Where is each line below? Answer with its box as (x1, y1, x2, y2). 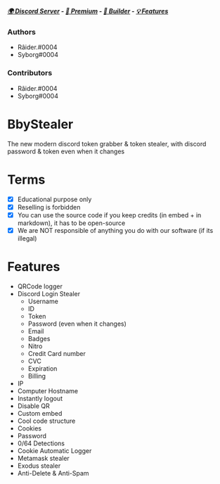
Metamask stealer (17, 454, 70, 462)
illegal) (17, 234, 37, 243)
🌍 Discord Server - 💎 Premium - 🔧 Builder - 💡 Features (7, 6, 169, 15)
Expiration (27, 364, 58, 373)
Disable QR (17, 402, 51, 410)
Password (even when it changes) (27, 319, 127, 328)
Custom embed (17, 409, 63, 417)
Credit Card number (27, 349, 86, 357)
